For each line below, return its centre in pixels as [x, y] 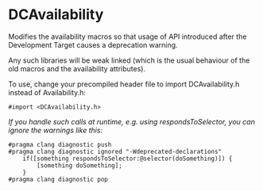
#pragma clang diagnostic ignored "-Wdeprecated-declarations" [115, 151]
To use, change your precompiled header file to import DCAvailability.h [124, 84]
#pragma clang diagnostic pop [58, 179]
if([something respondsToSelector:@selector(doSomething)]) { [128, 159]
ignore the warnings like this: [56, 130]
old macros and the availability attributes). [77, 68]
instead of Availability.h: [47, 92]
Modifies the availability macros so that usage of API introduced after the [128, 36]
